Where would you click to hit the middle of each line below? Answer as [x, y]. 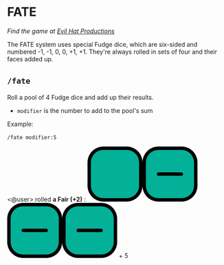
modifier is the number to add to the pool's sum [85, 110]
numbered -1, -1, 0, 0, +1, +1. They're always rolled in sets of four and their [112, 52]
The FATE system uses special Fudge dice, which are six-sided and [102, 44]
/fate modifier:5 [32, 137]
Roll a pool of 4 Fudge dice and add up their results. [80, 97]
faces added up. [30, 59]
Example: [20, 124]
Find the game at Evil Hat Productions [61, 31]
